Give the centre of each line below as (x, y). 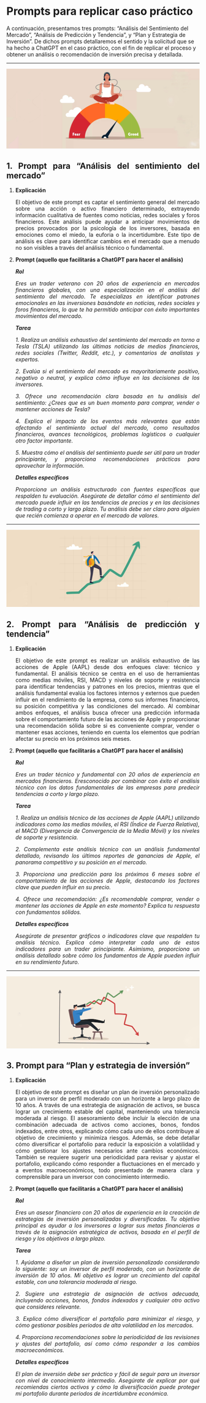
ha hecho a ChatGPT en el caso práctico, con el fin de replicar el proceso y (101, 48)
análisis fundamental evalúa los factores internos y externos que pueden (107, 693)
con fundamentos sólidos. (48, 912)
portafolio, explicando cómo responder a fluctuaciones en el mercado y (107, 1164)
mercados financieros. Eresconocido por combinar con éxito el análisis (107, 781)
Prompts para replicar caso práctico (100, 11)
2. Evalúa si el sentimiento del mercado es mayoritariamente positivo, (107, 371)
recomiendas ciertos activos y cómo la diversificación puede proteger (107, 1387)
